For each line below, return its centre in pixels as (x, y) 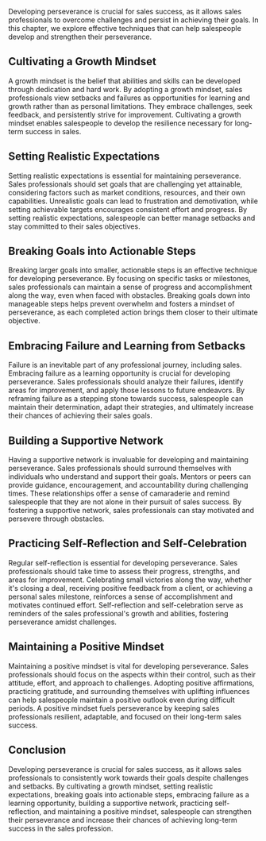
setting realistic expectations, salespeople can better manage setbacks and (132, 218)
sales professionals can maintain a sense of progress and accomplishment (130, 287)
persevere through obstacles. (56, 519)
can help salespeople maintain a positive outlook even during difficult (122, 700)
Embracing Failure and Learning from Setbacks (127, 346)
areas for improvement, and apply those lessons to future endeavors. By (126, 390)
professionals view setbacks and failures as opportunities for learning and (129, 98)
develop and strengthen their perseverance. (80, 37)
